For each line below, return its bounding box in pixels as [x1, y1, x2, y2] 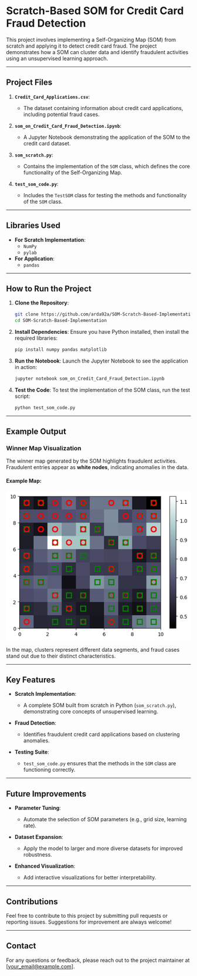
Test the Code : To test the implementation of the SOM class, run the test [14, 386, 191, 393]
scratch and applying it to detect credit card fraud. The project [6, 42, 157, 49]
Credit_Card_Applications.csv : [14, 93, 90, 100]
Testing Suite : [14, 749, 50, 756]
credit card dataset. [23, 140, 71, 147]
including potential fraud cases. [23, 111, 100, 118]
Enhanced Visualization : [14, 862, 76, 869]
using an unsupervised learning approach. [6, 55, 108, 62]
